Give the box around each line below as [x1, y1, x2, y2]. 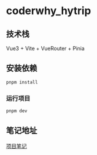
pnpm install [6, 79, 38, 85]
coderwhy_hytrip [6, 4, 91, 18]
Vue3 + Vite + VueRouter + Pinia [6, 45, 85, 52]
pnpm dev [6, 107, 28, 114]
